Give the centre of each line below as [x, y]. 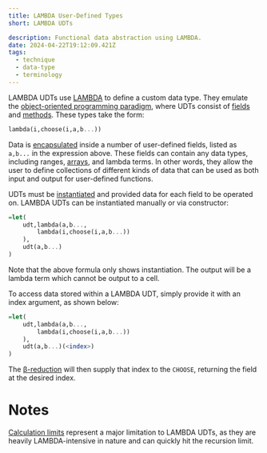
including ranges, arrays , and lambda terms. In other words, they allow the [131, 162]
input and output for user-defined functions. [81, 178]
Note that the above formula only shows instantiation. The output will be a [130, 270]
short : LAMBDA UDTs [41, 23]
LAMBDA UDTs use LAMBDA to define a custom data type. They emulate [128, 98]
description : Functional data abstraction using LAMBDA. [105, 38]
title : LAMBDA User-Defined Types [66, 16]
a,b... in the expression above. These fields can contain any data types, [128, 153]
